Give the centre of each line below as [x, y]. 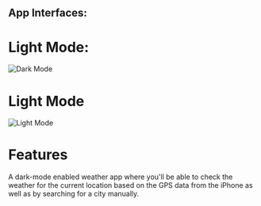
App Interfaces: [48, 13]
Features [38, 155]
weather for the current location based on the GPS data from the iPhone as [130, 185]
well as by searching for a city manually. [74, 194]
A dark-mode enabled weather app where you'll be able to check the [121, 177]
